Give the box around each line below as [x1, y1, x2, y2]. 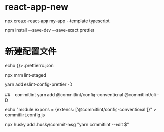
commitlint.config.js [5, 112, 45, 118]
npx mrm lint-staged [5, 72, 47, 78]
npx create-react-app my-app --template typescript [5, 18, 110, 24]
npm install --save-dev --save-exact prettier [5, 27, 94, 33]
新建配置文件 [5, 46, 57, 57]
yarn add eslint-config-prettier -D [5, 81, 73, 87]
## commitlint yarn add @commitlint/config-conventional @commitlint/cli [5, 91, 156, 97]
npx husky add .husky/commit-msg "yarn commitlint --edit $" [5, 121, 129, 127]
